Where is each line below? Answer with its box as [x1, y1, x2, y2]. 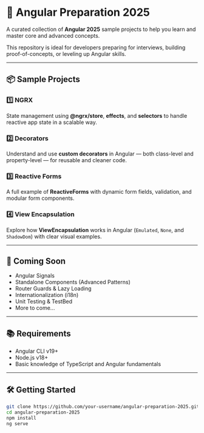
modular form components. [6, 194, 75, 202]
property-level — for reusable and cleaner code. [6, 156, 127, 163]
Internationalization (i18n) [15, 292, 79, 299]
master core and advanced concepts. [6, 32, 100, 39]
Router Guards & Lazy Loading [15, 285, 92, 292]
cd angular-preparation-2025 [6, 409, 80, 415]
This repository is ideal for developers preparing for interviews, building [6, 44, 186, 51]
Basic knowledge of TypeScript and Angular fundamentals [15, 361, 161, 368]
